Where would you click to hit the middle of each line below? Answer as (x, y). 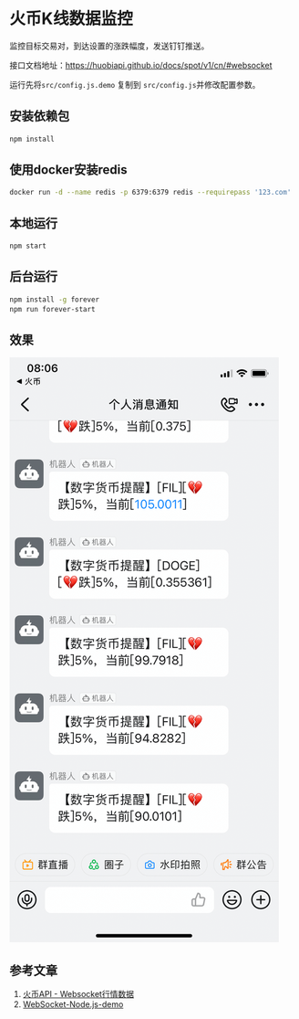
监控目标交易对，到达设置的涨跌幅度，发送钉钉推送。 (109, 46)
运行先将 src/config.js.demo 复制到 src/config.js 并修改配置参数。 (135, 84)
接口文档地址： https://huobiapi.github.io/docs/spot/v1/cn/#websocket (141, 65)
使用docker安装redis (68, 170)
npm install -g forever (55, 299)
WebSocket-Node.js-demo (73, 1004)
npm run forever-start (52, 309)
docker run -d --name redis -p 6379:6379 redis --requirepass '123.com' (150, 193)
